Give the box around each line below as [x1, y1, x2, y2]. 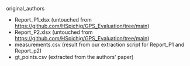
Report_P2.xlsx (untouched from [14, 29, 93, 36]
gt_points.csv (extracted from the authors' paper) [14, 54, 134, 60]
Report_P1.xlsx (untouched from [14, 16, 92, 23]
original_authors [6, 5, 45, 12]
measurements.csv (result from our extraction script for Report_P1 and [14, 41, 185, 48]
